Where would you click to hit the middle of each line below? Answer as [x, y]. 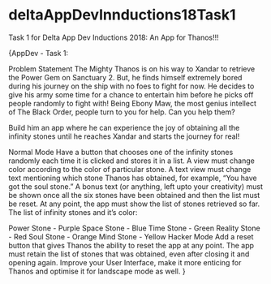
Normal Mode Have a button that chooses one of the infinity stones [121, 152]
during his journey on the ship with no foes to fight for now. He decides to [131, 86]
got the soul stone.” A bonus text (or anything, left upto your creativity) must [136, 186]
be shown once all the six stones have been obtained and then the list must [134, 195]
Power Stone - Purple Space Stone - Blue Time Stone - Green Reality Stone [135, 228]
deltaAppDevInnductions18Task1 [123, 15]
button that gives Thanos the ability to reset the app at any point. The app [131, 245]
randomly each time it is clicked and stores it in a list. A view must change [132, 161]
